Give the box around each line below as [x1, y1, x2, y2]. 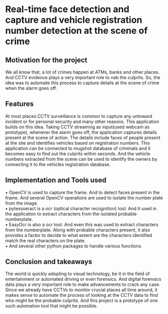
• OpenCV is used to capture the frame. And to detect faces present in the [5, 189, 160, 195]
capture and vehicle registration [5, 14, 143, 26]
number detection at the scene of [5, 25, 148, 36]
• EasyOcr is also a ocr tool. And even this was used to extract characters [5, 221, 159, 227]
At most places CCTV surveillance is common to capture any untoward [5, 113, 152, 119]
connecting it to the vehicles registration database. [5, 161, 111, 167]
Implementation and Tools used [5, 176, 107, 184]
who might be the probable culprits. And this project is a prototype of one [5, 297, 158, 303]
